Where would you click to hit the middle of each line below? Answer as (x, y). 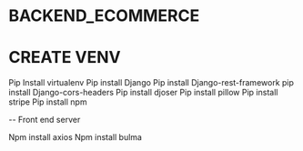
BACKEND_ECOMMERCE (104, 16)
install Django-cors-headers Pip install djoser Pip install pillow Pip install (143, 93)
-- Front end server (45, 120)
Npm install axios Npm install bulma (76, 137)
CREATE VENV (65, 58)
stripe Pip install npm (48, 102)
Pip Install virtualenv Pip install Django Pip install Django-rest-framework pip (151, 83)
